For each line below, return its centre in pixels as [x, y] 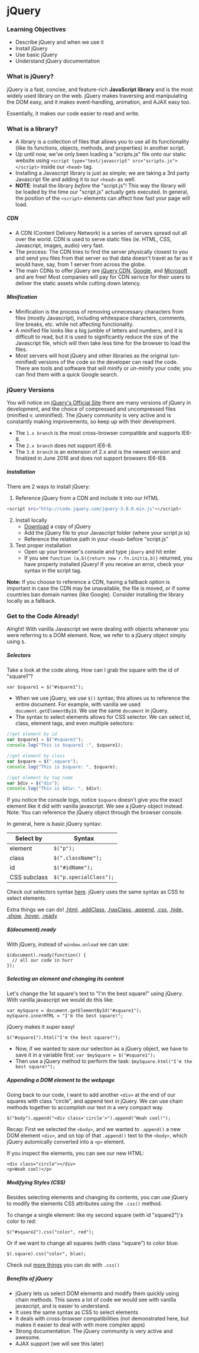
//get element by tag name [40, 777]
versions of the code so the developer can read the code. [108, 362]
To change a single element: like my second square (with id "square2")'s [95, 1215]
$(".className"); [78, 858]
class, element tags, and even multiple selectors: [75, 724]
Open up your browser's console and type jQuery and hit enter [100, 552]
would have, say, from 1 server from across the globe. [81, 264]
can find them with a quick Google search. [67, 374]
